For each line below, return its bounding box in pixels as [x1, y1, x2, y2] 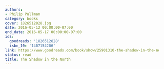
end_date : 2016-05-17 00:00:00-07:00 [5, 30, 82, 34]
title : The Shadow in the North [5, 57, 71, 62]
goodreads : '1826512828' [9, 39, 60, 44]
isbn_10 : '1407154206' [9, 43, 56, 48]
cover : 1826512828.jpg [5, 20, 51, 26]
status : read [5, 52, 32, 57]
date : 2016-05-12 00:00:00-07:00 [5, 25, 73, 30]
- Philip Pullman [5, 12, 41, 17]
